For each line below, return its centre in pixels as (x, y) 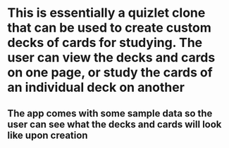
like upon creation (48, 135)
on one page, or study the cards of (110, 73)
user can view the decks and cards (111, 58)
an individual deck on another (96, 87)
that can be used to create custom (109, 28)
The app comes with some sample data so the (110, 113)
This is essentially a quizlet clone (106, 13)
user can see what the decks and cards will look (114, 124)
